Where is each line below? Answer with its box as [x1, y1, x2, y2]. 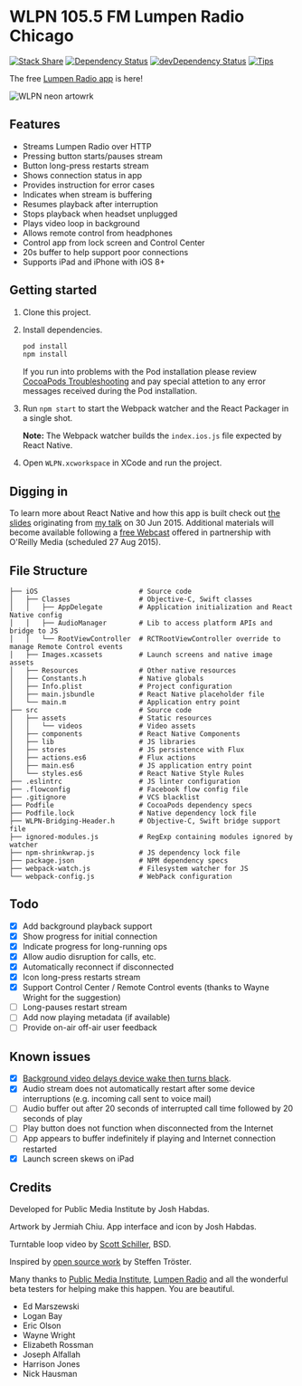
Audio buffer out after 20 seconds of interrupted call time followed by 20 [22, 1103, 294, 1114]
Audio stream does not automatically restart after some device [22, 1084, 256, 1094]
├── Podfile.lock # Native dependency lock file [9, 808, 257, 817]
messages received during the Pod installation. [22, 386, 198, 397]
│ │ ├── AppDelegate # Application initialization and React [9, 602, 294, 612]
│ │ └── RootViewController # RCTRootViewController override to [9, 634, 281, 644]
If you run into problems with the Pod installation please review [22, 367, 258, 378]
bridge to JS [9, 626, 59, 636]
